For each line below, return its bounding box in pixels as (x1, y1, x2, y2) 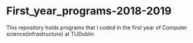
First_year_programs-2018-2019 (6, 4, 172, 18)
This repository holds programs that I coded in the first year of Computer (6, 24, 188, 31)
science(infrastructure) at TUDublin (6, 30, 95, 37)
